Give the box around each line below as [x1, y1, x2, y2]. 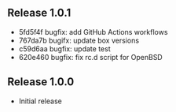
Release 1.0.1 [7, 6, 71, 20]
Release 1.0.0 [7, 75, 75, 89]
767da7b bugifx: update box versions [18, 35, 139, 45]
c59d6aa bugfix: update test [18, 43, 111, 54]
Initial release [18, 96, 62, 106]
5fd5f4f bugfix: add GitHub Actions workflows [18, 27, 168, 36]
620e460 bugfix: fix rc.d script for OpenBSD [18, 52, 163, 62]
